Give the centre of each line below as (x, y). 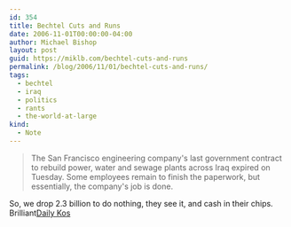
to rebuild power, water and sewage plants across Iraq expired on (150, 167)
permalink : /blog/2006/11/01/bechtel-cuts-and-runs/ (109, 67)
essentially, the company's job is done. (102, 186)
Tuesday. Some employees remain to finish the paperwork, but (145, 176)
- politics (37, 100)
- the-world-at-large (57, 116)
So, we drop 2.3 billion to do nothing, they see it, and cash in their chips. (141, 203)
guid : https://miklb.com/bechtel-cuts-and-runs (99, 59)
